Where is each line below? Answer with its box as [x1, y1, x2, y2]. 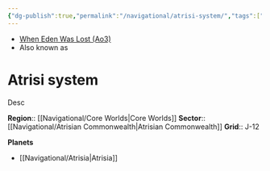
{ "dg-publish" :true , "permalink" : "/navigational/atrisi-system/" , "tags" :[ [7, 11, 261, 20]
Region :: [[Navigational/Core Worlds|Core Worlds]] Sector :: [7, 113, 206, 123]
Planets [7, 137, 34, 147]
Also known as [19, 42, 69, 52]
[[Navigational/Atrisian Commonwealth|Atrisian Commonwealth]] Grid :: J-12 [7, 122, 260, 131]
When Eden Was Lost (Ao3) [19, 34, 112, 44]
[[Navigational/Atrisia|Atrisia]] [19, 152, 118, 162]
